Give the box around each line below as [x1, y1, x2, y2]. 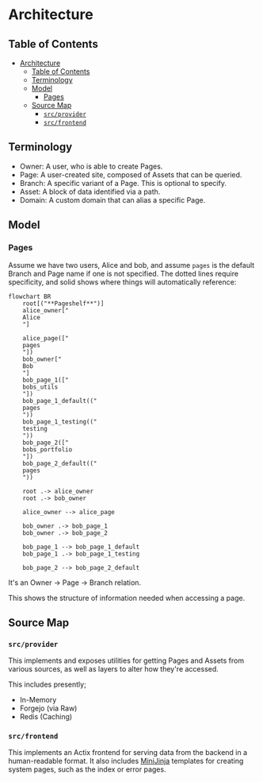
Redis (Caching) [19, 712, 73, 722]
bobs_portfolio [22, 445, 73, 454]
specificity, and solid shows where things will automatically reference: [8, 277, 237, 287]
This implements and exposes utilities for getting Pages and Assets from [8, 656, 244, 665]
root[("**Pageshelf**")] [22, 300, 105, 308]
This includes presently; [8, 679, 87, 689]
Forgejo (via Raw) [19, 703, 78, 713]
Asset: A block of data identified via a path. [19, 187, 161, 196]
